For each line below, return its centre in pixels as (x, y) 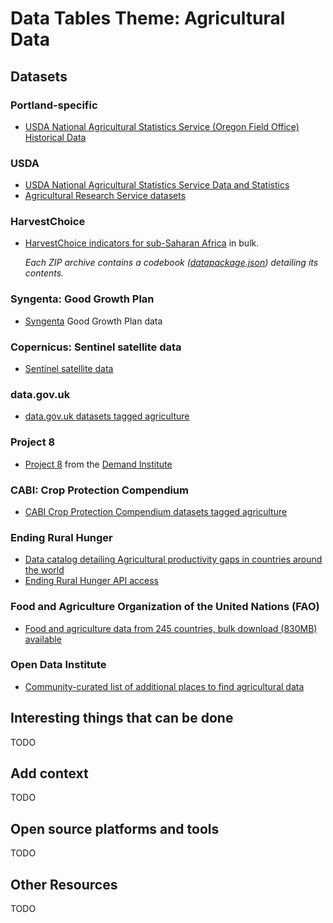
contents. (44, 273)
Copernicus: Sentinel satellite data (96, 347)
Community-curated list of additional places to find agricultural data (164, 686)
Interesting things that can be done (122, 718)
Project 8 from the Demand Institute (98, 464)
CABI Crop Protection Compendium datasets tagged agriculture (156, 511)
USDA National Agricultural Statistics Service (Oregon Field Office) (162, 126)
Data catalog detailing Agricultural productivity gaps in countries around (173, 559)
